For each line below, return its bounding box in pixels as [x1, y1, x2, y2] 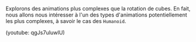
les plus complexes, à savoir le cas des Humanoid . [5, 18, 126, 24]
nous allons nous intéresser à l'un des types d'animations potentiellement [5, 11, 188, 18]
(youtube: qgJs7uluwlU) [5, 29, 65, 36]
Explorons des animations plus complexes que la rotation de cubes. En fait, [5, 5, 191, 12]
